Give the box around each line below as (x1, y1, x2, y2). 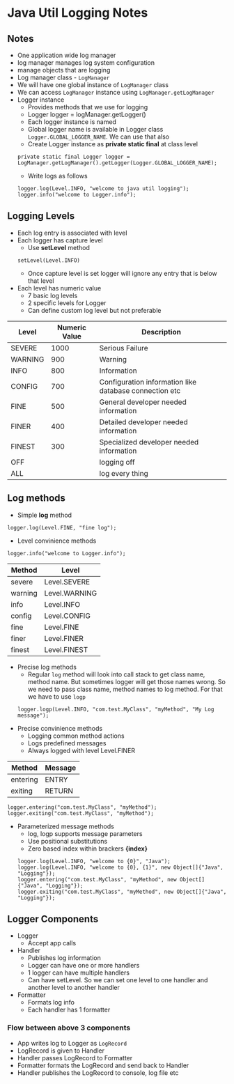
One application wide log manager (17, 51, 116, 59)
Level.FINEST (44, 644, 88, 654)
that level (27, 277, 54, 285)
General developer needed (99, 397, 187, 407)
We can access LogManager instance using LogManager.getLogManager (17, 88, 214, 96)
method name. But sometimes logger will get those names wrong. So (27, 677, 226, 686)
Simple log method (17, 511, 72, 519)
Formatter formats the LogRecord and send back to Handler (17, 1061, 189, 1069)
